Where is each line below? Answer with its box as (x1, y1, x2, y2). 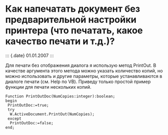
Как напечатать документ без (5, 3, 140, 15)
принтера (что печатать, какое (5, 25, 143, 36)
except (7, 116, 22, 121)
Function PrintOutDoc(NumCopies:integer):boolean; (5, 94, 115, 99)
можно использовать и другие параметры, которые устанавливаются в (5, 73, 162, 79)
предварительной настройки (5, 14, 137, 25)
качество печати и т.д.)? (5, 36, 115, 47)
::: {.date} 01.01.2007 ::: (5, 52, 54, 59)
